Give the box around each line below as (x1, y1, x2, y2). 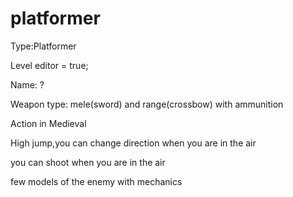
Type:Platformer (10, 40, 77, 52)
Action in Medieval (10, 117, 87, 129)
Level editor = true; (10, 59, 89, 71)
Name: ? (10, 78, 45, 91)
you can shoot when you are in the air (10, 156, 166, 168)
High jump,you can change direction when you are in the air (10, 137, 257, 149)
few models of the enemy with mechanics (10, 175, 183, 187)
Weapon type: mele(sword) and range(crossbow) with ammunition (10, 98, 284, 110)
